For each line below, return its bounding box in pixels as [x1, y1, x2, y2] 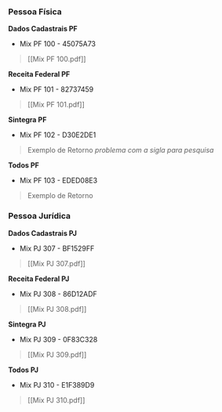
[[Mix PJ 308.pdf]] [27, 304, 87, 313]
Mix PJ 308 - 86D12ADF [19, 289, 98, 298]
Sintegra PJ [8, 320, 46, 329]
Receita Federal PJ [8, 273, 70, 284]
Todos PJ [8, 365, 39, 374]
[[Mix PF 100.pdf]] [27, 54, 86, 64]
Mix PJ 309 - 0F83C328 [19, 334, 98, 344]
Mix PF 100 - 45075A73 [19, 39, 96, 49]
